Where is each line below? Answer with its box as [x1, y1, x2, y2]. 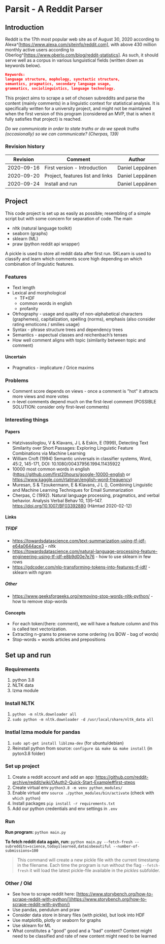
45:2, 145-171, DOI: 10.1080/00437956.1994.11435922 [12, 461, 121, 467]
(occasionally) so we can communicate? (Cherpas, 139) [5, 131, 119, 137]
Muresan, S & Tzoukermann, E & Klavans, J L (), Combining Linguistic [12, 481, 153, 488]
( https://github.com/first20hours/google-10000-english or [12, 471, 131, 477]
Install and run [44, 180, 77, 187]
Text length [12, 284, 35, 290]
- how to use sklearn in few [96, 554, 151, 560]
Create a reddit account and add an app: [12, 774, 95, 780]
